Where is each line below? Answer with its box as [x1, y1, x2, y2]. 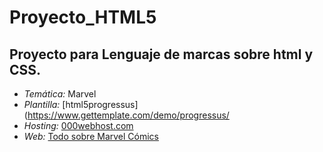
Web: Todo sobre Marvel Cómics [23, 131, 159, 142]
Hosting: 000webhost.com [23, 120, 134, 131]
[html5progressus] [62, 99, 139, 110]
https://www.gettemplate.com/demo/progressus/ [27, 109, 230, 121]
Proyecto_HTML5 [9, 6, 157, 29]
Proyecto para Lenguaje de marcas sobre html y [9, 46, 314, 63]
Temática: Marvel [23, 88, 97, 100]
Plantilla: [23, 99, 61, 110]
